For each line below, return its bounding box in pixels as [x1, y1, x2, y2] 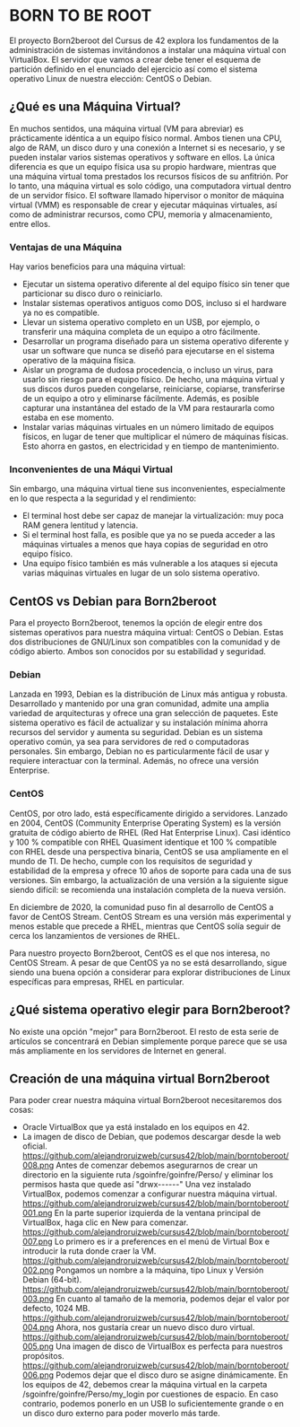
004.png [21, 1322, 55, 1333]
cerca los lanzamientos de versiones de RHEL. [9, 930, 181, 941]
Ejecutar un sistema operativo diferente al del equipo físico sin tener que [21, 279, 290, 290]
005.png [21, 1341, 54, 1352]
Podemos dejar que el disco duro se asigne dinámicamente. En [56, 1370, 288, 1380]
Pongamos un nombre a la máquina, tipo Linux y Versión [56, 1265, 264, 1275]
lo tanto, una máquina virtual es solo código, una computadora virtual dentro [9, 180, 292, 191]
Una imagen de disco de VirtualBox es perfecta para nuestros [55, 1341, 284, 1352]
